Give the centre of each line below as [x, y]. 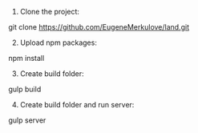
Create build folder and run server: [77, 105]
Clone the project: [50, 12]
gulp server [27, 120]
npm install [26, 58]
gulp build [25, 89]
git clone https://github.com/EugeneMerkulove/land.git [99, 27]
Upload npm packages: [59, 42]
